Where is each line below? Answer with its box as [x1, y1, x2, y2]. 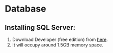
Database [5, 3, 46, 15]
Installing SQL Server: [5, 23, 76, 32]
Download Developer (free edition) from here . [12, 36, 108, 42]
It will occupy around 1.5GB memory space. [12, 42, 103, 48]
